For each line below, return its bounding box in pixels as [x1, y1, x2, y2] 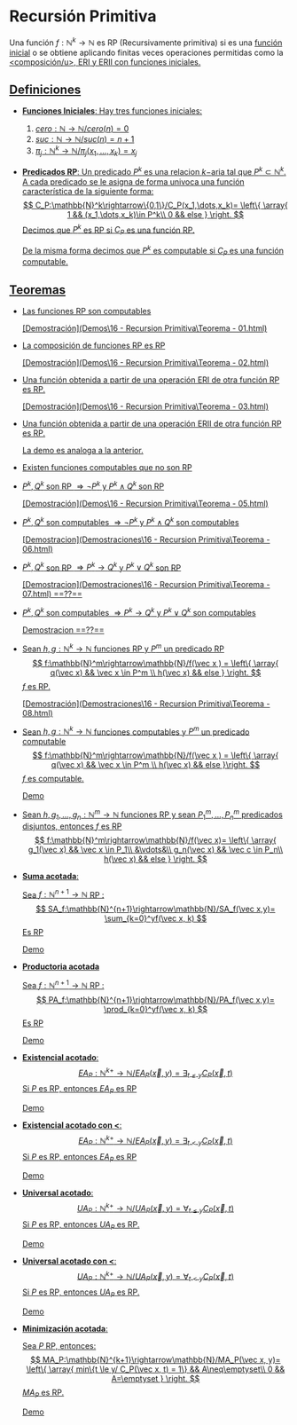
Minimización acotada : [21, 1323, 108, 1334]
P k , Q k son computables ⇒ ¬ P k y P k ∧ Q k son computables [21, 515, 239, 527]
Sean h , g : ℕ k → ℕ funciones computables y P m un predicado [21, 725, 250, 737]
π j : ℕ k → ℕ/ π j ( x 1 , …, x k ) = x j [35, 144, 137, 158]
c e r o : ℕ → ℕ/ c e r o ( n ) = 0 [35, 123, 129, 134]
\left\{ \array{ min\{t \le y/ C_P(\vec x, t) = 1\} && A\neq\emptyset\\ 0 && [26, 1364, 285, 1374]
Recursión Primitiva [9, 6, 157, 27]
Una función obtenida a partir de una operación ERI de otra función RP [21, 374, 280, 385]
